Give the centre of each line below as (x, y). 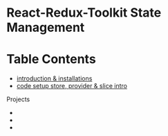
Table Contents (51, 59)
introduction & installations (54, 78)
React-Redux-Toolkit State (84, 13)
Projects (18, 99)
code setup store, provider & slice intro (72, 86)
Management (46, 27)
